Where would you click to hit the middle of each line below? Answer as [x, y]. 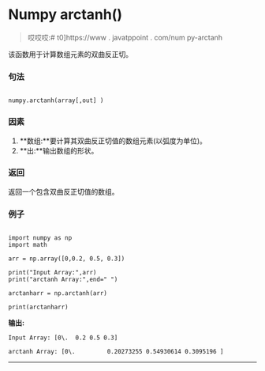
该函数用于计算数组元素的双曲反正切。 [70, 54]
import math [28, 245]
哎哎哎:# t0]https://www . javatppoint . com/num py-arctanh [125, 37]
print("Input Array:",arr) [52, 273]
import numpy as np [40, 238]
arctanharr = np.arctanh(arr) [58, 293]
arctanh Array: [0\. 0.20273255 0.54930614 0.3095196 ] [116, 352]
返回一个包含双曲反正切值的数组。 [63, 191]
